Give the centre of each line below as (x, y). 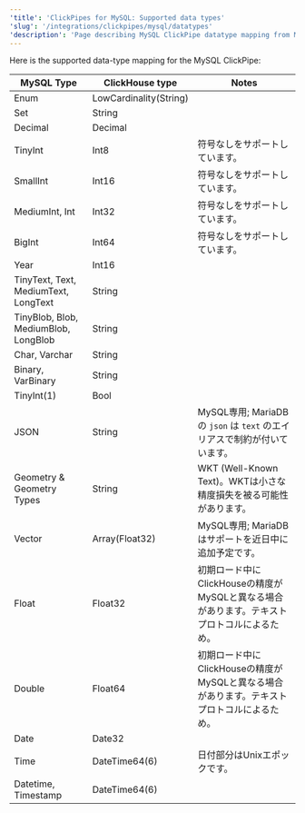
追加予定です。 (229, 553)
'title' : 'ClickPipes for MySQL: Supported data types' (117, 18)
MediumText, (42, 292)
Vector (28, 539)
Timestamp (38, 796)
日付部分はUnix (230, 755)
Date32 (108, 739)
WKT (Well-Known (238, 469)
